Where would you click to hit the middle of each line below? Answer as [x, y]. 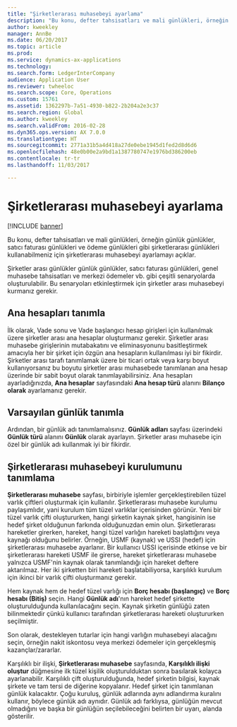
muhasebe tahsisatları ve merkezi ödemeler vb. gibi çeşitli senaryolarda [111, 276]
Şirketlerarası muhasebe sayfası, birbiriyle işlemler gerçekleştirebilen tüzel [117, 495]
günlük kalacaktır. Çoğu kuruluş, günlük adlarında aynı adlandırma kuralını [114, 694]
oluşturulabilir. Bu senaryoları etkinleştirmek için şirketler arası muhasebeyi [116, 283]
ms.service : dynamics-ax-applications [64, 60]
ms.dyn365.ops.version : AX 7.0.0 [56, 132]
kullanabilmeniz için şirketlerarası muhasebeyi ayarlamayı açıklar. [102, 255]
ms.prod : [20, 54]
